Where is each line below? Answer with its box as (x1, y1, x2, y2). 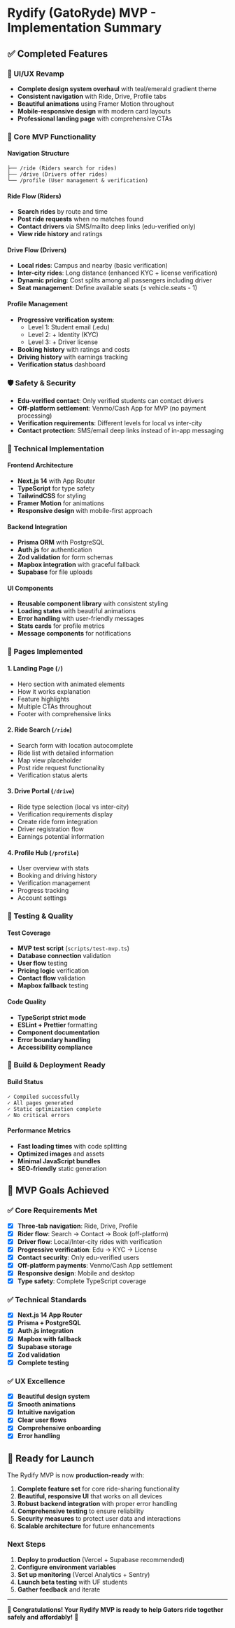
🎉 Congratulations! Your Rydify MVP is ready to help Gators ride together (7, 1605, 224, 1613)
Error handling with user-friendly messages (17, 615, 145, 623)
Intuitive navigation (17, 1408, 76, 1416)
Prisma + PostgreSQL (17, 1319, 82, 1327)
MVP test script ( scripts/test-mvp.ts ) (17, 944, 130, 952)
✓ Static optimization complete (7, 1105, 101, 1112)
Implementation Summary (7, 20, 162, 36)
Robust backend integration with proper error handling (17, 1500, 178, 1508)
